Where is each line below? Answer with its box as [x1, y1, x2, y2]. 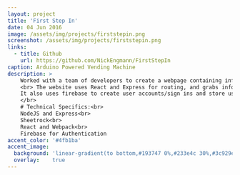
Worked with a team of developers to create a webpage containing [20, 76, 222, 84]
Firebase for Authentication [20, 130, 107, 137]
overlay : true [14, 156, 66, 164]
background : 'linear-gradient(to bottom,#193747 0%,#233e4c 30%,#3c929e [14, 150, 235, 157]
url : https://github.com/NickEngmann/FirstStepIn [20, 57, 171, 64]
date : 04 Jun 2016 [7, 24, 62, 31]
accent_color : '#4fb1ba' [7, 136, 81, 144]
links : [7, 44, 27, 51]
